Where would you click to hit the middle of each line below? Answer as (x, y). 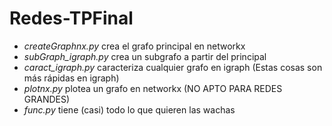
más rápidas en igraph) (71, 78)
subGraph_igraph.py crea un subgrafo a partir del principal (145, 56)
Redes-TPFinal (71, 18)
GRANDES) (47, 99)
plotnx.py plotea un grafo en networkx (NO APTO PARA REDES (153, 88)
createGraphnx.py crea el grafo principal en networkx (134, 46)
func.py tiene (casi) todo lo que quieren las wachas (129, 109)
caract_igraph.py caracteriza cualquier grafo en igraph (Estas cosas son (173, 67)
